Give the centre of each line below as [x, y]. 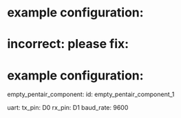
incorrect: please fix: [68, 44]
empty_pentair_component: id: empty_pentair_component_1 [91, 95]
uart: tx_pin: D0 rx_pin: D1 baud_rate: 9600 [68, 108]
